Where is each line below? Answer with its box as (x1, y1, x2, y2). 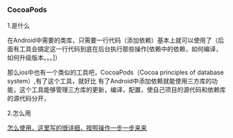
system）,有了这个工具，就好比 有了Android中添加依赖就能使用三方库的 (7, 77, 212, 85)
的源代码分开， (7, 94, 50, 103)
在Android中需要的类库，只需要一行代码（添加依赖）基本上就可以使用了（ (7, 36, 218, 44)
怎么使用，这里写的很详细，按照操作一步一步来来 (7, 123, 147, 132)
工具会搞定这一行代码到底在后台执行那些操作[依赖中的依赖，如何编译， (19, 45, 223, 53)
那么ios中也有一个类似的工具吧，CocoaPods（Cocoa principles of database (7, 68, 224, 77)
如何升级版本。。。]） (7, 53, 62, 62)
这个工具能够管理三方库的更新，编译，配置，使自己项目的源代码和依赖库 (19, 85, 226, 94)
